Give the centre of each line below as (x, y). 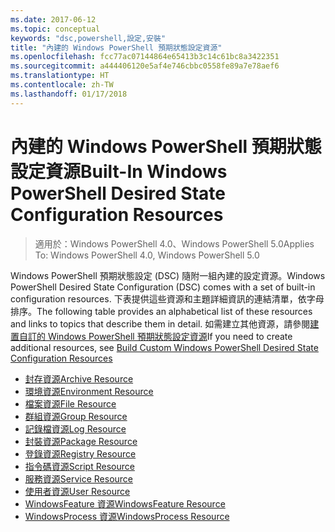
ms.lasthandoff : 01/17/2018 (69, 94)
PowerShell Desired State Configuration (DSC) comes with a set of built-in (163, 287)
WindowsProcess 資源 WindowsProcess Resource (127, 516)
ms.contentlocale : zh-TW (62, 85)
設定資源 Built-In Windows (119, 171)
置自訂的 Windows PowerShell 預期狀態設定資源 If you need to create (151, 336)
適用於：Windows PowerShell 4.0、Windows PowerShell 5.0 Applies (174, 243)
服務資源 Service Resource (79, 478)
